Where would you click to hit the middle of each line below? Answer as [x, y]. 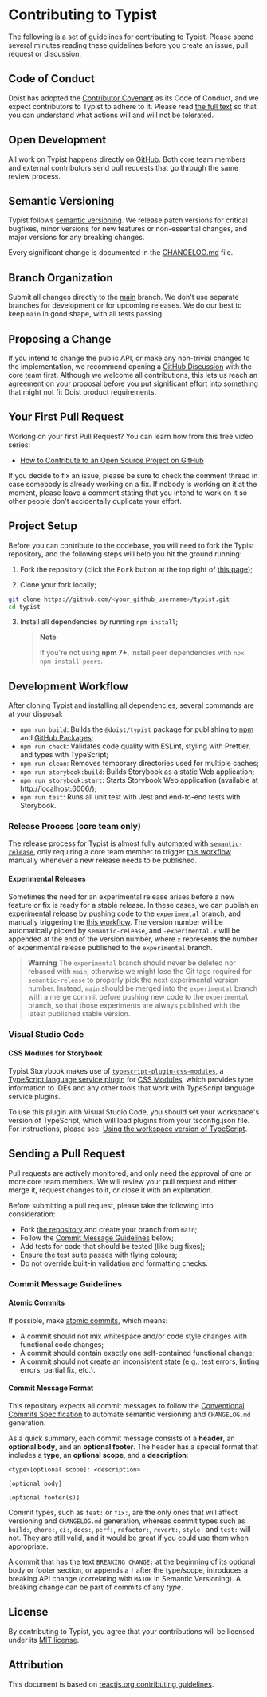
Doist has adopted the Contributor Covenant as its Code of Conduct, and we [133, 98]
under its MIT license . [44, 1640]
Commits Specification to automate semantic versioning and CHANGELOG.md [130, 1414]
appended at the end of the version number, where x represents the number [133, 939]
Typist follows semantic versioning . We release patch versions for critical [128, 220]
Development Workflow [69, 686]
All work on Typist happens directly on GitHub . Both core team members [127, 159]
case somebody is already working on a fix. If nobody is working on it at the [133, 484]
